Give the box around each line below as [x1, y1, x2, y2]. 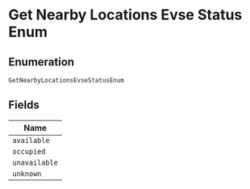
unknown [12, 169, 42, 178]
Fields [8, 99, 40, 112]
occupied [12, 147, 46, 156]
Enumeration [8, 55, 75, 69]
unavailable [12, 157, 59, 167]
